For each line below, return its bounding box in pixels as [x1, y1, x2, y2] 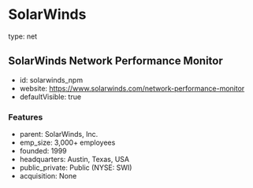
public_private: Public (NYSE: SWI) [19, 163, 132, 172]
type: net [8, 31, 38, 41]
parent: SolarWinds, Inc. [19, 130, 99, 139]
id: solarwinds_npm [19, 75, 84, 84]
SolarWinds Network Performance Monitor [8, 54, 223, 68]
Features [8, 112, 43, 123]
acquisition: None [19, 171, 77, 181]
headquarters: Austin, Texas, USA [19, 155, 130, 164]
